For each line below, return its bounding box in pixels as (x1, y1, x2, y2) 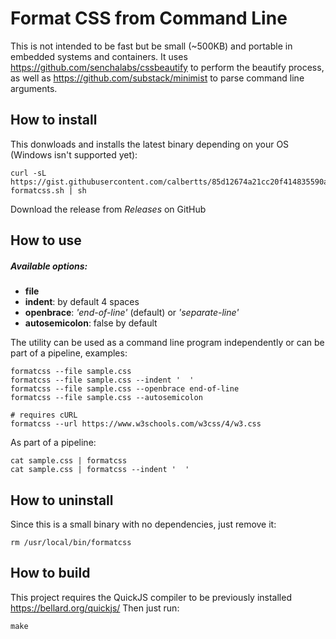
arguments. (10, 82, 58, 94)
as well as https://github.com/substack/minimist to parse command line (10, 72, 305, 84)
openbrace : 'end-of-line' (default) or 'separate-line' (24, 307, 240, 319)
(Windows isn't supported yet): (10, 148, 138, 161)
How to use (10, 232, 82, 249)
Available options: (10, 260, 88, 272)
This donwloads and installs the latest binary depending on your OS (10, 138, 290, 150)
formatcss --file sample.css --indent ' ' (10, 375, 195, 386)
